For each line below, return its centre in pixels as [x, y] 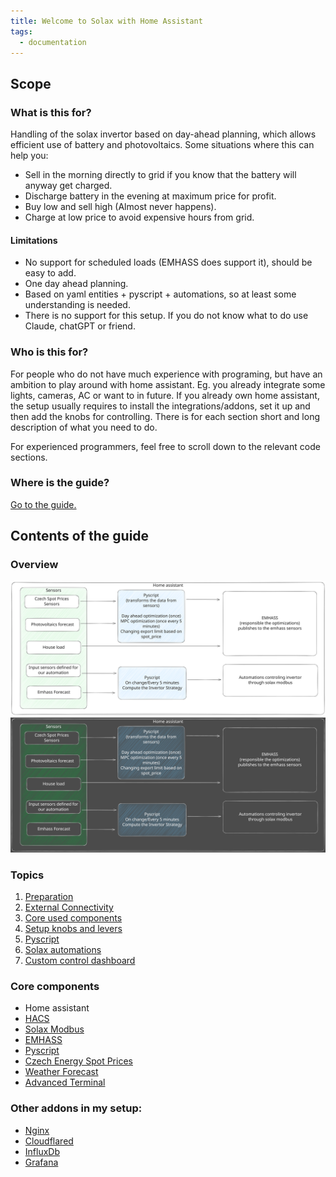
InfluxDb [42, 1151]
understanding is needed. [77, 305]
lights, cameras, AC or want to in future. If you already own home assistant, [165, 395]
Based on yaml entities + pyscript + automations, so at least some [160, 294]
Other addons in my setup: [76, 1108]
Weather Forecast [61, 1072]
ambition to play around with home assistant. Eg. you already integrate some [168, 384]
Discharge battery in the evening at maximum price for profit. [150, 196]
